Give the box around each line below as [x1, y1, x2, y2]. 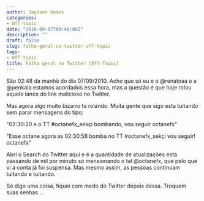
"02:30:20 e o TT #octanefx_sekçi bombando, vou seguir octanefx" [6, 120, 178, 127]
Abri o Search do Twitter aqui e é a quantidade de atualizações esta [6, 151, 178, 158]
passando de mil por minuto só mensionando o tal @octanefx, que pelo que [6, 157, 198, 164]
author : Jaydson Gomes [6, 9, 64, 15]
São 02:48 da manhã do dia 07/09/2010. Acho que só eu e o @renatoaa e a [6, 77, 197, 85]
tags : [6, 49, 20, 55]
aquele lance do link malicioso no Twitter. [6, 90, 111, 97]
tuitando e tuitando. [6, 170, 56, 178]
